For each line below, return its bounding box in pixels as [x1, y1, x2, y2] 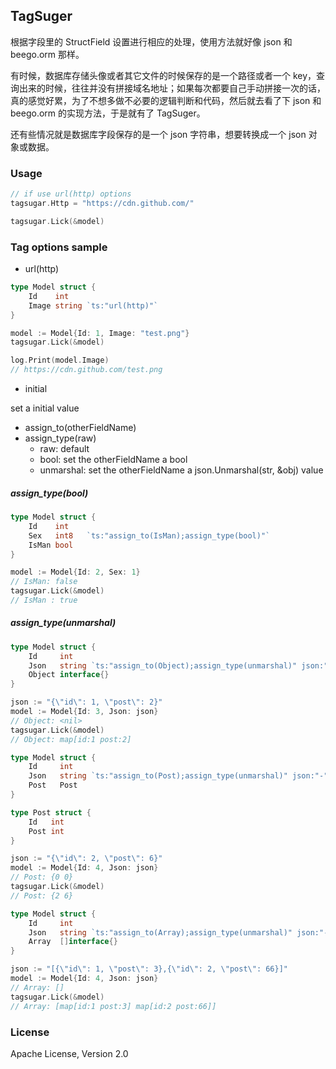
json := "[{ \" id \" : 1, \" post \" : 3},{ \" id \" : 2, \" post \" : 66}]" [10, 964, 289, 974]
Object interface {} [28, 670, 110, 680]
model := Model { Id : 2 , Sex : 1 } [10, 567, 141, 578]
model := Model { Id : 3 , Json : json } [10, 707, 159, 717]
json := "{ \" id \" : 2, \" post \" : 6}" [10, 854, 163, 864]
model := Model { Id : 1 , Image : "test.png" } [10, 328, 190, 338]
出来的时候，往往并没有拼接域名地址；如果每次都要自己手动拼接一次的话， [18, 82, 326, 94]
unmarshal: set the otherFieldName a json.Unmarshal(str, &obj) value [39, 464, 324, 476]
